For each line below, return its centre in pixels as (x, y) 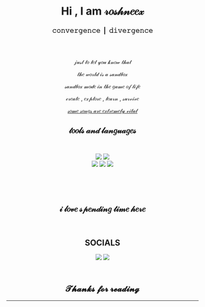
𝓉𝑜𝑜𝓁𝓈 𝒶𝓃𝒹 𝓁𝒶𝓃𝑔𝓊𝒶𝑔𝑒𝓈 (103, 130)
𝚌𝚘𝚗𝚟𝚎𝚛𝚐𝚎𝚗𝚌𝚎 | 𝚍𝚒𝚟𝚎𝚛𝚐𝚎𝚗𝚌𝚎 (103, 30)
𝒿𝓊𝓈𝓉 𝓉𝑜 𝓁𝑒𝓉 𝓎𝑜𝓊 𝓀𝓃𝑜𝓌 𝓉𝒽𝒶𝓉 (103, 62)
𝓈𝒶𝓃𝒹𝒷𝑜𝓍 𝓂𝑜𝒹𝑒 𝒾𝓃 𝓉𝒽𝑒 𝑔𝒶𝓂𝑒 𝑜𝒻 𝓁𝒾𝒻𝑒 (103, 86)
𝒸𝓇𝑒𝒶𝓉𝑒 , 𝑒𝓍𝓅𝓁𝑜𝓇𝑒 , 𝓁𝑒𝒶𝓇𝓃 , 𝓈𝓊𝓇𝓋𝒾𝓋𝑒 (103, 99)
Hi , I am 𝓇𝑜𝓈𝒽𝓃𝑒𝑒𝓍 (103, 11)
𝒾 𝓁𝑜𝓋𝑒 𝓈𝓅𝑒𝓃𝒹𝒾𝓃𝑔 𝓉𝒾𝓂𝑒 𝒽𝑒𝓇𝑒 (103, 209)
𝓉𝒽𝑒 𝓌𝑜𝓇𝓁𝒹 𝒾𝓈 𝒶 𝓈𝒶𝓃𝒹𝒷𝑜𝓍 (103, 74)
